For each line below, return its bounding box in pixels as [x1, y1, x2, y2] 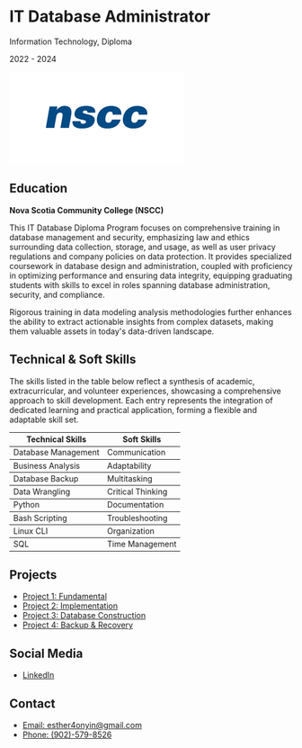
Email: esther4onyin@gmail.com [22, 720, 142, 730]
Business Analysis [13, 460, 81, 471]
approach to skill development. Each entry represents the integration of [9, 394, 273, 406]
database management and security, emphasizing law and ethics [9, 231, 250, 242]
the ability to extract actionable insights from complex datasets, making [9, 316, 274, 327]
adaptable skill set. [9, 414, 79, 425]
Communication [107, 447, 166, 458]
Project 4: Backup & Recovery [22, 619, 133, 631]
